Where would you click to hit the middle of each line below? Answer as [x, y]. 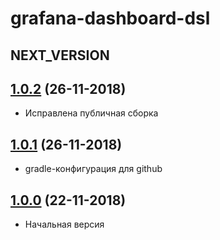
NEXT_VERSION [60, 55]
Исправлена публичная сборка [91, 113]
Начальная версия [64, 224]
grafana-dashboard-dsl [110, 18]
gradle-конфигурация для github [93, 169]
